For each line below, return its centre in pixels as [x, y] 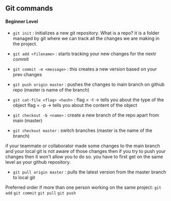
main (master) [27, 120]
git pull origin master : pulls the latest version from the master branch [89, 172]
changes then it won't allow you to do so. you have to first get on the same [84, 157]
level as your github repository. [38, 162]
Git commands [29, 8]
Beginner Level [22, 21]
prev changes [27, 74]
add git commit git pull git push [41, 193]
